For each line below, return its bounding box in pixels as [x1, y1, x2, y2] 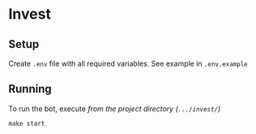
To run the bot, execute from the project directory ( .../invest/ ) [8, 103, 221, 114]
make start [8, 119, 45, 128]
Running [8, 82, 53, 96]
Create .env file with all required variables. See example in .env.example [8, 58, 249, 68]
